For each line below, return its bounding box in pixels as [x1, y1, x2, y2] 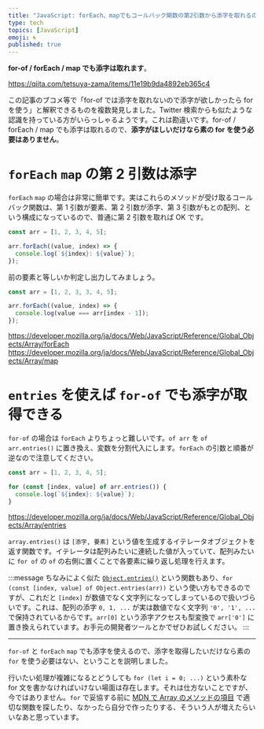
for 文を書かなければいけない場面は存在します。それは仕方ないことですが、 [8, 683, 253, 692]
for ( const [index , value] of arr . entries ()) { [8, 483, 167, 490]
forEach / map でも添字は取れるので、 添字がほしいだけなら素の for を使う [8, 125, 247, 135]
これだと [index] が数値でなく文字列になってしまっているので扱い [28, 592, 242, 602]
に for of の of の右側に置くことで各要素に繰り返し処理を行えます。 [8, 556, 229, 565]
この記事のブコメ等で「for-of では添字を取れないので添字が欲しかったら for [8, 95, 254, 105]
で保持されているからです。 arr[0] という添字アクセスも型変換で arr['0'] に [8, 612, 255, 622]
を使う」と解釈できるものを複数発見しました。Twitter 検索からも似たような [8, 105, 253, 115]
